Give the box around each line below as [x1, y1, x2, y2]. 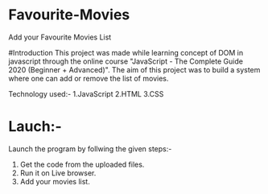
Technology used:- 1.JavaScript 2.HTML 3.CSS [8, 89, 164, 98]
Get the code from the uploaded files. [19, 159, 145, 169]
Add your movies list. [19, 176, 90, 186]
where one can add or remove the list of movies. [8, 73, 169, 83]
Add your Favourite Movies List [8, 32, 112, 42]
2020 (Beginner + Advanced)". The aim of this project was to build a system [8, 64, 261, 74]
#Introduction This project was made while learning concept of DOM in [8, 47, 244, 57]
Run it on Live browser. [19, 167, 97, 178]
